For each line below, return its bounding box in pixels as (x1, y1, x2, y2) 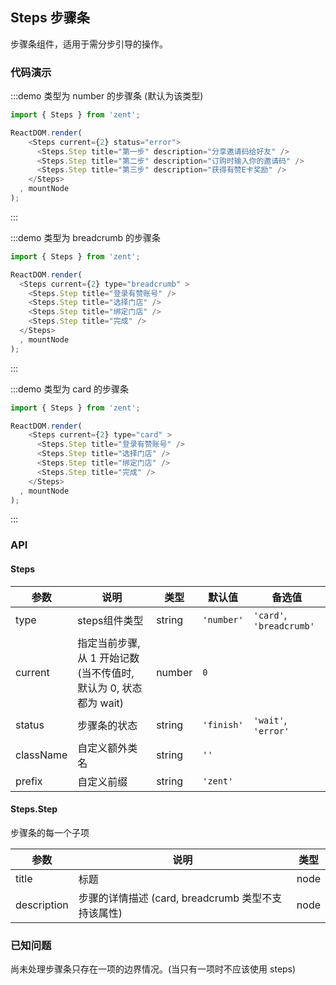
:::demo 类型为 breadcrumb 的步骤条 (10, 231, 162, 243)
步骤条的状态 (77, 718, 138, 732)
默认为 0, (77, 681, 120, 695)
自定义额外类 (77, 741, 138, 755)
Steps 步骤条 (10, 9, 90, 27)
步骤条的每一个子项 (10, 826, 90, 838)
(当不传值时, (77, 666, 135, 680)
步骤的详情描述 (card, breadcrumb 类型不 (78, 891, 273, 905)
